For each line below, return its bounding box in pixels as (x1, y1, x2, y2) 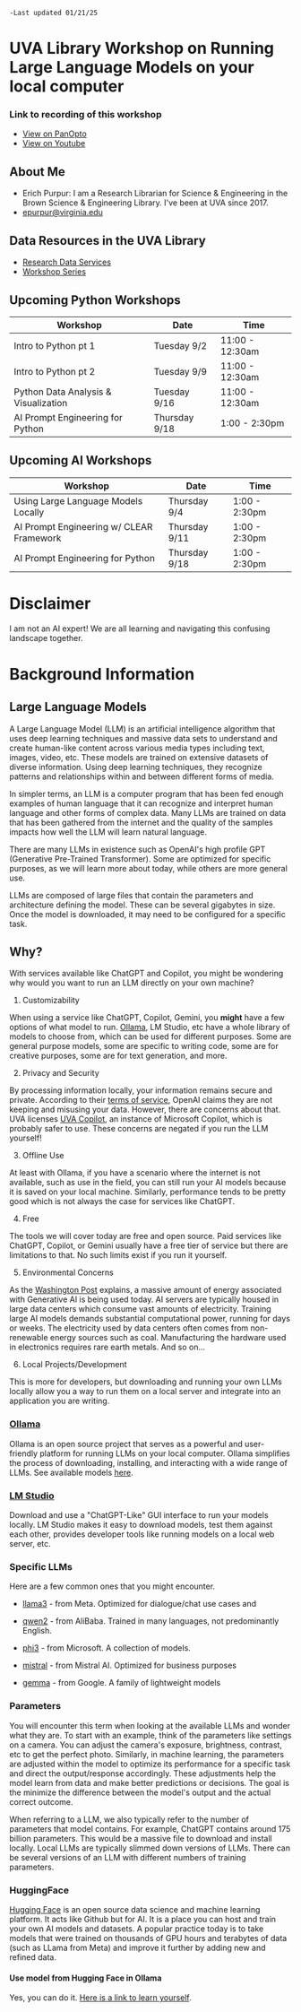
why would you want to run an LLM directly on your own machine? (9, 977, 254, 988)
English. (21, 1626, 52, 1636)
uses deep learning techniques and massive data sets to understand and (9, 733, 278, 743)
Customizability (21, 995, 81, 1006)
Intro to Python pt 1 (13, 339, 96, 351)
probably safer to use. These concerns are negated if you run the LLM (9, 1123, 269, 1134)
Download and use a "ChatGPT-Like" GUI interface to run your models (9, 1510, 269, 1521)
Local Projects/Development (21, 1359, 127, 1370)
